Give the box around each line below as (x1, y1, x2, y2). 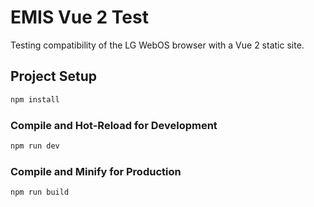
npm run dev (10, 141, 60, 151)
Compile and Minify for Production (10, 164, 182, 178)
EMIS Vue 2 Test (10, 6, 149, 29)
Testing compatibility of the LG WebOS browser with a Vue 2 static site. (10, 39, 305, 51)
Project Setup (10, 68, 98, 85)
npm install (10, 94, 60, 105)
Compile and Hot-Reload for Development (10, 118, 218, 132)
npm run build (10, 187, 70, 198)
